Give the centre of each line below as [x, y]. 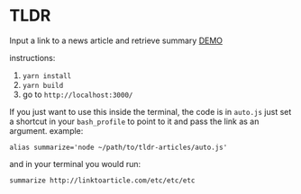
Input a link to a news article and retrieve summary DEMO [116, 40]
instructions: [32, 57]
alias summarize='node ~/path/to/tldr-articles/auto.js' [119, 147]
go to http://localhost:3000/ [78, 94]
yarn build [43, 85]
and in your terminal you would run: [75, 163]
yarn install [47, 76]
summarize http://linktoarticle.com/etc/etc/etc [102, 181]
